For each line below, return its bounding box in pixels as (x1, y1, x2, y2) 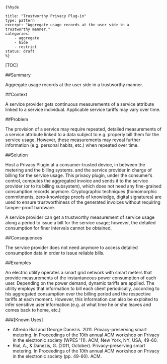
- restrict (14, 44, 37, 49)
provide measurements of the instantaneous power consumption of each (5, 275, 156, 281)
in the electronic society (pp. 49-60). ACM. (12, 353, 102, 359)
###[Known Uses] (5, 317, 43, 323)
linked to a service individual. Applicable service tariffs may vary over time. (5, 106, 161, 112)
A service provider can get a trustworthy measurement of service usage (5, 214, 155, 220)
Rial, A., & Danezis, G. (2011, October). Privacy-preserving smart (12, 343, 145, 348)
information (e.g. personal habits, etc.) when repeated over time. (5, 142, 139, 148)
